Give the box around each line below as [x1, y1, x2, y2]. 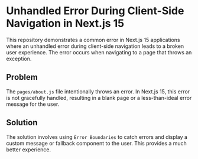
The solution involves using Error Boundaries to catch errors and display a [6, 133, 188, 140]
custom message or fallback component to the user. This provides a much [6, 139, 187, 147]
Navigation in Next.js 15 [6, 17, 125, 30]
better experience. [6, 146, 51, 153]
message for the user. [6, 100, 60, 108]
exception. [6, 55, 32, 62]
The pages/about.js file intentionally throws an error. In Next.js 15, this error [6, 87, 190, 95]
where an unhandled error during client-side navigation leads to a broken [6, 43, 184, 50]
